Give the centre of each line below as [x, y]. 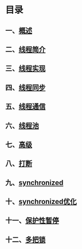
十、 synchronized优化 [41, 202]
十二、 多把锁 [25, 240]
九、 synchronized [34, 183]
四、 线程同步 [25, 87]
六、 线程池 [22, 126]
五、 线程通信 [25, 107]
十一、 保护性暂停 [32, 221]
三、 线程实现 [25, 68]
